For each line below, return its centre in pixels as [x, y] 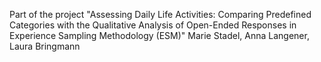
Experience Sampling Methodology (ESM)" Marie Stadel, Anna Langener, [159, 35]
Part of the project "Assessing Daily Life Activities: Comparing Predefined [160, 14]
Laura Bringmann [45, 46]
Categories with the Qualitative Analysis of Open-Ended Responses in [153, 25]
